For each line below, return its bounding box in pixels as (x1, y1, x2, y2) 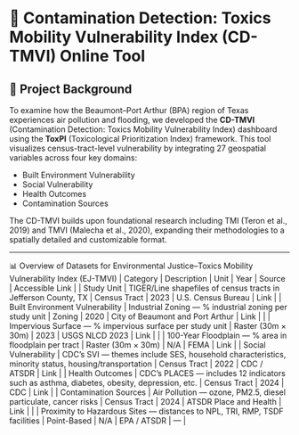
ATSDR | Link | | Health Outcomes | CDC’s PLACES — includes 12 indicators (9, 368, 287, 378)
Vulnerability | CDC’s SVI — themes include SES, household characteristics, (9, 349, 287, 359)
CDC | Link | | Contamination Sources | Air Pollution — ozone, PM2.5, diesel (9, 387, 287, 398)
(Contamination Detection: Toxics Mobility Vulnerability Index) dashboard (9, 124, 278, 135)
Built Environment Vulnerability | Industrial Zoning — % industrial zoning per (9, 302, 287, 312)
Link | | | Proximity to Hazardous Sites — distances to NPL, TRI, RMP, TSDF (9, 406, 284, 416)
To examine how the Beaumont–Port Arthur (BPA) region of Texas (9, 105, 249, 115)
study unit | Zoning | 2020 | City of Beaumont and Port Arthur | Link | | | (9, 311, 271, 322)
